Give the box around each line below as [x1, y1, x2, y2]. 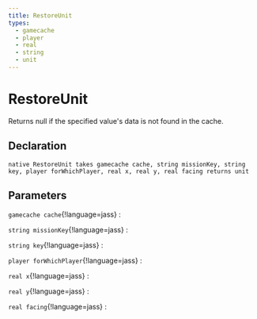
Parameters [8, 189, 67, 202]
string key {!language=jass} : [8, 240, 104, 250]
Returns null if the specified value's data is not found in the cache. [8, 116, 224, 125]
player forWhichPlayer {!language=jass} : [8, 256, 142, 266]
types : [8, 19, 30, 27]
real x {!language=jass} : [8, 271, 89, 281]
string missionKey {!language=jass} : [8, 225, 128, 235]
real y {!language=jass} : [8, 286, 89, 296]
